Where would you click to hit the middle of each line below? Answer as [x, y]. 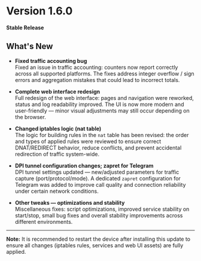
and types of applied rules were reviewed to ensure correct [88, 141]
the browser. [30, 117]
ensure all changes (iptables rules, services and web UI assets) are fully [95, 245]
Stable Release [25, 28]
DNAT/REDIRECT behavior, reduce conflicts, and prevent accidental [98, 147]
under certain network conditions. [57, 191]
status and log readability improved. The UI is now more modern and [99, 104]
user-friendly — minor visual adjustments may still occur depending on [102, 110]
